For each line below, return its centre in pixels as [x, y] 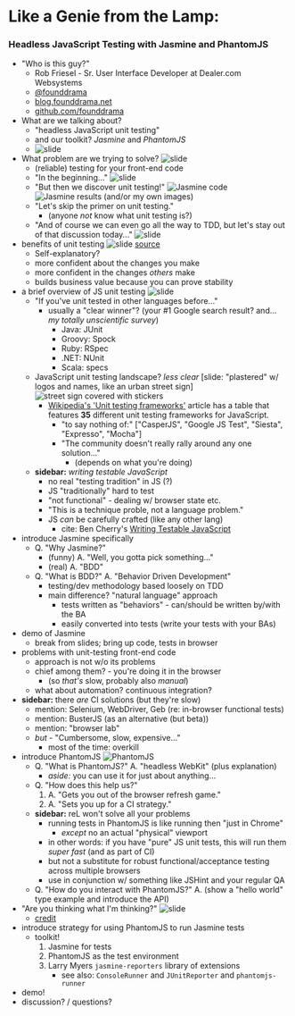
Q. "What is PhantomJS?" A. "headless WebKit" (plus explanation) [156, 767]
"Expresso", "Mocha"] [102, 434]
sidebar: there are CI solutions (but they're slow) [111, 700]
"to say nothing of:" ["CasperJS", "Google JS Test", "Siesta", [172, 424]
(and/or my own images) [148, 197]
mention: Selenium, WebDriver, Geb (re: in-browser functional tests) [159, 710]
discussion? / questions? [66, 1002]
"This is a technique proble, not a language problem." [146, 510]
